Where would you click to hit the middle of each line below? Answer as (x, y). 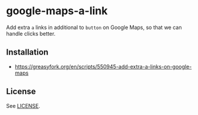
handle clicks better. (31, 33)
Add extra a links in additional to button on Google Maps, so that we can (94, 27)
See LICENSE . (23, 106)
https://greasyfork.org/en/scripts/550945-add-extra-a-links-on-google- (103, 66)
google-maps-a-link (57, 11)
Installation (27, 52)
